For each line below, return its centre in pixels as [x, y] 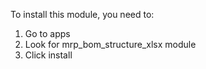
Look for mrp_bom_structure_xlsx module [110, 44]
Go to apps [47, 33]
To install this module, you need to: [82, 14]
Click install [48, 55]
